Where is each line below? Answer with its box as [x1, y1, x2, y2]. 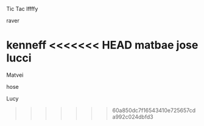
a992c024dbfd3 [112, 113, 153, 121]
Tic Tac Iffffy [6, 5, 38, 12]
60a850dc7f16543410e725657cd [112, 107, 196, 114]
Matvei [6, 71, 24, 79]
